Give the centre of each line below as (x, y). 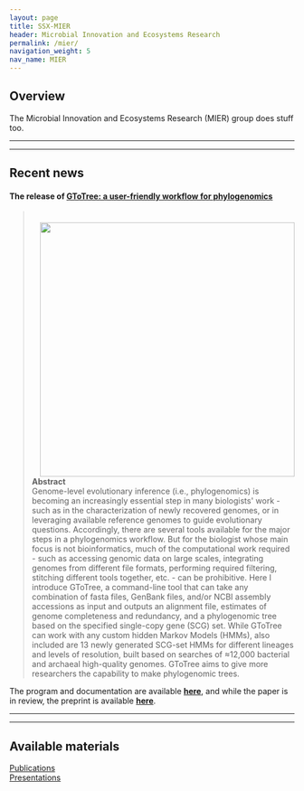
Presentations (35, 777)
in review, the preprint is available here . (83, 701)
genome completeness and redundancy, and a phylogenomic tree (154, 617)
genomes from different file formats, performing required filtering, (154, 568)
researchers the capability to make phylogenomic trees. (135, 673)
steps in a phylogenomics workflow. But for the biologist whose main (160, 540)
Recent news (47, 173)
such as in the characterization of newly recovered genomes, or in (155, 511)
